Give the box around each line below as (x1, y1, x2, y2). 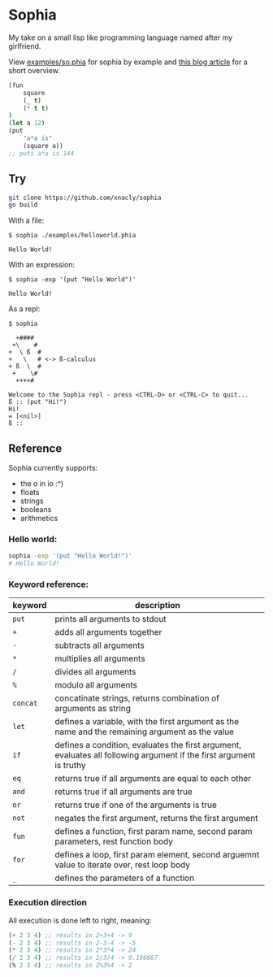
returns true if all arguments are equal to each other (54, 773, 252, 784)
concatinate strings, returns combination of (54, 693, 220, 704)
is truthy (54, 760, 86, 771)
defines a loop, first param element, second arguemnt (54, 849, 260, 861)
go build (8, 201, 38, 209)
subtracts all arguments (54, 640, 145, 651)
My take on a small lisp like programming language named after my (8, 33, 233, 42)
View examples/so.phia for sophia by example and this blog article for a (8, 57, 248, 67)
